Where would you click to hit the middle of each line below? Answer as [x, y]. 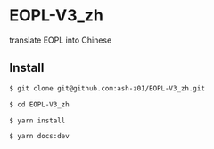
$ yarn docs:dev [39, 137]
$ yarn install [37, 121]
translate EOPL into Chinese [61, 40]
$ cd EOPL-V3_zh [39, 104]
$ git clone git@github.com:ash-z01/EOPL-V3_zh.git [107, 88]
